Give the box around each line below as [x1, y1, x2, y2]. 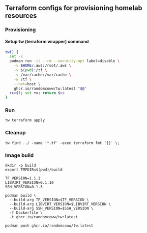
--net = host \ [14, 81, 41, 87]
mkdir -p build [5, 163, 36, 168]
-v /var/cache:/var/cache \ [14, 72, 71, 77]
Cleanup [5, 129, 26, 136]
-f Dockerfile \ [9, 210, 43, 215]
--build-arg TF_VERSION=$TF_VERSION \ [9, 198, 89, 203]
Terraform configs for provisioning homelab [5, 4, 143, 12]
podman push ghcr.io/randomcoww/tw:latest [5, 223, 93, 228]
